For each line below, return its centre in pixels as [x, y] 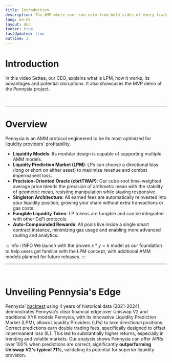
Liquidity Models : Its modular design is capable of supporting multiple [87, 153]
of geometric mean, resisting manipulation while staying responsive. [85, 192]
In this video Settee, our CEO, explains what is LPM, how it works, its [78, 78]
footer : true [19, 29]
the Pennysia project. [28, 89]
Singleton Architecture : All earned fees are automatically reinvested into [90, 197]
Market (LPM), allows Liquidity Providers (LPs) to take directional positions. [84, 322]
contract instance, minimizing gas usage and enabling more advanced [87, 230]
